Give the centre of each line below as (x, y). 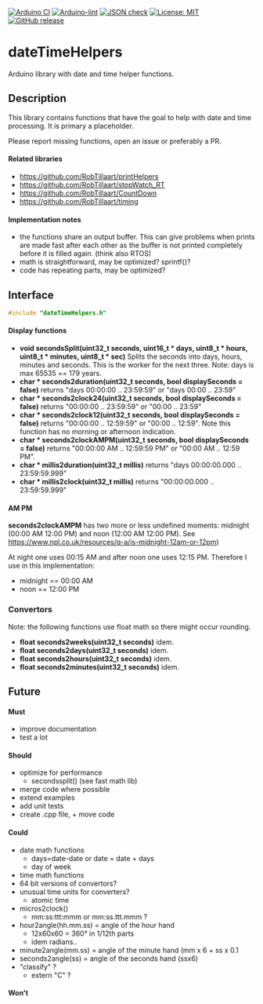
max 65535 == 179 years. (60, 374)
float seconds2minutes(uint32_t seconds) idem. (99, 666)
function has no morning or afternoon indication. (97, 432)
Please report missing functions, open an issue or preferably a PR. (115, 141)
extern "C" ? (51, 975)
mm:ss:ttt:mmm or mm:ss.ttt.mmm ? (89, 916)
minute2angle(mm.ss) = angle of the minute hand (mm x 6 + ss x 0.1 (129, 950)
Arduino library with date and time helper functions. (91, 74)
